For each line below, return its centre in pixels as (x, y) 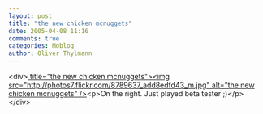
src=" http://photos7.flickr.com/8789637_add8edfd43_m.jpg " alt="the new (131, 85)
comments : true (34, 38)
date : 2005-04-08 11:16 (49, 31)
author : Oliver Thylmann (50, 53)
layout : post (30, 16)
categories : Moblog (41, 46)
